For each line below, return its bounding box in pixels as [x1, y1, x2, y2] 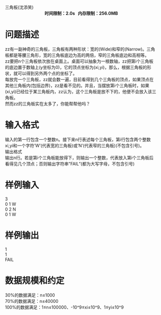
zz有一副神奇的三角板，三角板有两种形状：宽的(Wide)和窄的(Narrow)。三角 [5, 46, 156, 52]
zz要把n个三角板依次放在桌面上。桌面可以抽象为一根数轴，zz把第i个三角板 [5, 58, 154, 64]
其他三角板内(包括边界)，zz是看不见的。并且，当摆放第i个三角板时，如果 [5, 83, 150, 88]
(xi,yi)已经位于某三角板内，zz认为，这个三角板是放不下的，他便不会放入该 [5, 88, 152, 94]
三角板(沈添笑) [5, 4, 34, 10]
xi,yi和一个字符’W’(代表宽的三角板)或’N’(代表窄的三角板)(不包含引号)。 [5, 142, 144, 149]
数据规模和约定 [5, 275, 65, 286]
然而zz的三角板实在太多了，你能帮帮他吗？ [5, 100, 90, 106]
